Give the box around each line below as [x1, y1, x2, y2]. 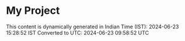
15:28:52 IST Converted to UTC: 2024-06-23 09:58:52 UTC [6, 29, 149, 36]
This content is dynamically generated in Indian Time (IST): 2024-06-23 [6, 23, 179, 30]
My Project [6, 4, 60, 17]
